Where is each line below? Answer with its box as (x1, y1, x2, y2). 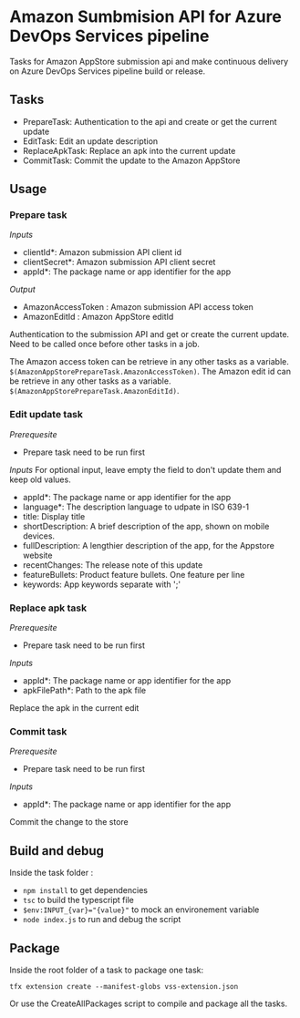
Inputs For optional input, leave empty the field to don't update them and (9, 464, 282, 475)
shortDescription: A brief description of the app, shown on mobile (22, 520, 270, 531)
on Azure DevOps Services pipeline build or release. (9, 66, 206, 77)
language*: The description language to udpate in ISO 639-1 (22, 501, 250, 512)
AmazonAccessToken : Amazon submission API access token (22, 302, 253, 313)
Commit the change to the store (9, 817, 129, 828)
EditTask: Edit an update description (22, 135, 159, 147)
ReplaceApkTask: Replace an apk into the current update (22, 145, 236, 156)
